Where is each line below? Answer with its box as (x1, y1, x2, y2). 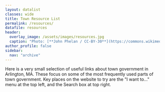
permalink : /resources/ (5, 21, 54, 26)
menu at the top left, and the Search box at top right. (5, 82, 111, 88)
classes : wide (5, 12, 34, 17)
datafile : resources (5, 25, 48, 30)
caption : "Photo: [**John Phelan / (9, 39, 82, 44)
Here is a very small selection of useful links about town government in (5, 66, 149, 72)
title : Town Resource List (5, 16, 60, 21)
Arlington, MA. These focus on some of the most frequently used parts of (5, 71, 154, 77)
